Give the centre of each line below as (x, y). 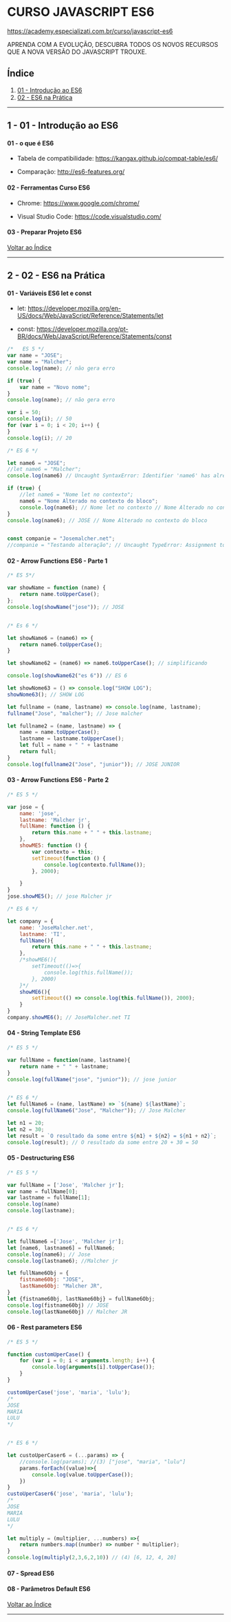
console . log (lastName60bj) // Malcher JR (67, 1312)
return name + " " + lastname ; (64, 1066)
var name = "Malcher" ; (40, 362)
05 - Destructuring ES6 (41, 1158)
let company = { (30, 921)
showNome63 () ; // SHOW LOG (46, 694)
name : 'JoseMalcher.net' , (57, 928)
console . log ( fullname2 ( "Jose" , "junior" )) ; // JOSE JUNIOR (93, 764)
